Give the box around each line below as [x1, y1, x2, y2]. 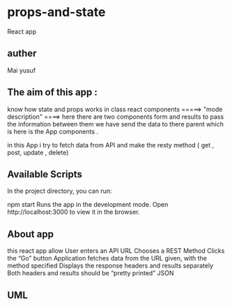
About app [7, 228, 54, 240]
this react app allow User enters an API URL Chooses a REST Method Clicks [7, 247, 225, 255]
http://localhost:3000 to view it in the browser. [7, 207, 141, 217]
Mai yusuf [7, 66, 36, 74]
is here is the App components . [7, 127, 99, 136]
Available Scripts [7, 168, 82, 180]
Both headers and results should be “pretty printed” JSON [7, 269, 174, 277]
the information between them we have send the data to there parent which [7, 119, 224, 128]
